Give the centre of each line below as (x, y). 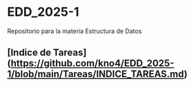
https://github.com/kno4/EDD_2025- (93, 64)
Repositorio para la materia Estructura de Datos (75, 31)
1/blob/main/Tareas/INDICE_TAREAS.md (96, 74)
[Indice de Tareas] (47, 53)
